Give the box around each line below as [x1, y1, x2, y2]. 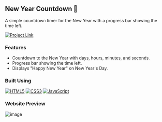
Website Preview [5, 100, 46, 107]
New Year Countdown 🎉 [5, 5, 78, 13]
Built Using [5, 78, 31, 84]
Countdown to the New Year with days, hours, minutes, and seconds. [12, 55, 150, 61]
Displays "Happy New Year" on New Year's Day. [12, 66, 108, 71]
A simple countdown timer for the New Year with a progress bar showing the [5, 17, 158, 23]
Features [5, 44, 27, 51]
